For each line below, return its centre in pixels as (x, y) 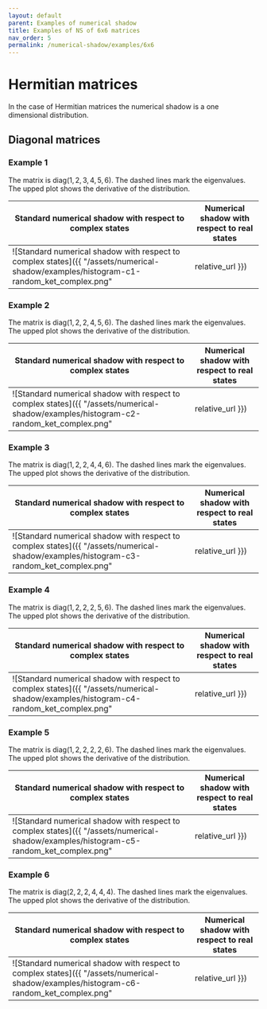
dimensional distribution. (48, 115)
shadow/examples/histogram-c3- (77, 556)
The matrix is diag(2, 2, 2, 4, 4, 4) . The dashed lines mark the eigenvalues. (128, 892)
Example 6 (29, 875)
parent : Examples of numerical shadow (72, 23)
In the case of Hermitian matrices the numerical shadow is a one (114, 107)
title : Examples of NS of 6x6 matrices (74, 30)
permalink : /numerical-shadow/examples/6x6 (81, 45)
